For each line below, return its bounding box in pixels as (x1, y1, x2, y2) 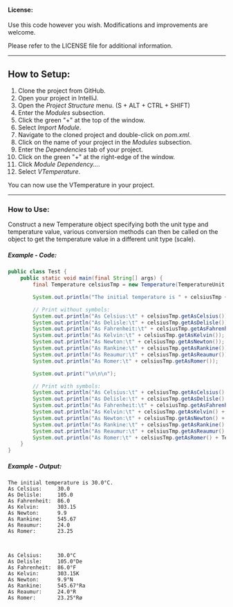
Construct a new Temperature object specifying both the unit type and (8, 220, 209, 228)
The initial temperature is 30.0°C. (8, 480, 113, 487)
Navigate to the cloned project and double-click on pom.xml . (17, 131, 191, 139)
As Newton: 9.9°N (8, 577, 73, 583)
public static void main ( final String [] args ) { (20, 275, 163, 282)
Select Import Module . (17, 123, 82, 132)
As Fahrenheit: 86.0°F (8, 564, 77, 571)
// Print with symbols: (32, 383, 101, 390)
